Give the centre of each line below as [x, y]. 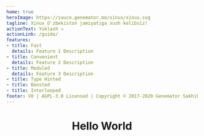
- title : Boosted [28, 85]
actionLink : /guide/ [32, 34]
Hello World [102, 126]
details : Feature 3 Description [53, 74]
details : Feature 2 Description [53, 62]
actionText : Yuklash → [35, 29]
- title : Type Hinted [34, 79]
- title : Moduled [28, 68]
